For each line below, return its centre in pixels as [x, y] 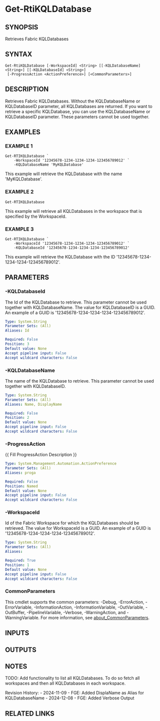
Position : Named [21, 486]
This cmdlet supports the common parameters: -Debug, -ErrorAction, [75, 602]
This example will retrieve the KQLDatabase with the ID [60, 257]
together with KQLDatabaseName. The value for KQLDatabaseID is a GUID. [80, 307]
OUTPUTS [21, 650]
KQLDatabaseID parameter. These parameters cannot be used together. [77, 117]
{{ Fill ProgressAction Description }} [41, 455]
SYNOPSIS [22, 27]
